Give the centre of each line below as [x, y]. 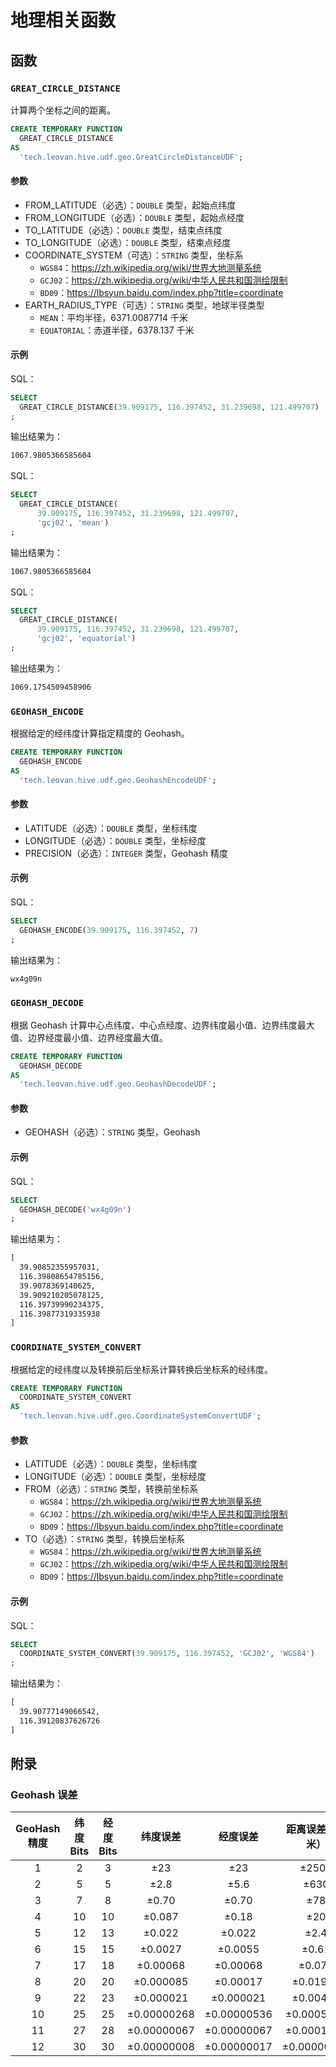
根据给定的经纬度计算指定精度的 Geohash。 [100, 733]
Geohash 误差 [44, 1794]
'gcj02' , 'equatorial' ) [86, 639]
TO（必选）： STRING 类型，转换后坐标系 [105, 1539]
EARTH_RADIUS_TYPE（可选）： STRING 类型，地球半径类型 [144, 305]
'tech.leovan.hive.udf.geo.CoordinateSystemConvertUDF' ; [140, 1416]
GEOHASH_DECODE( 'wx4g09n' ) [75, 1209]
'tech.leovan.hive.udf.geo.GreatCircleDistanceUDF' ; [131, 157]
